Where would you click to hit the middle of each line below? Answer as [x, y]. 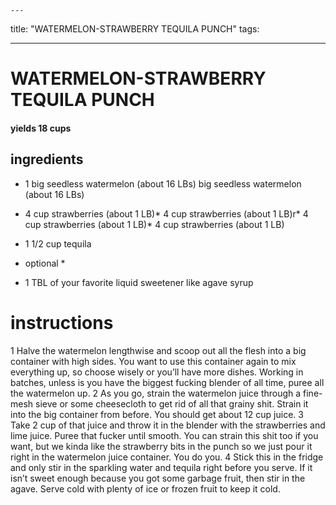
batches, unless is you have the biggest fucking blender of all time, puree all [167, 382]
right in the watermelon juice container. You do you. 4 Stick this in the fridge [167, 457]
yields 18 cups [41, 128]
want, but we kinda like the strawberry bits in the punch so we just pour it [161, 446]
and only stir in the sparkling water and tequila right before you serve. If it [161, 467]
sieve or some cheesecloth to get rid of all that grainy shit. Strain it [172, 403]
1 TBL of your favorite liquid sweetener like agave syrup [139, 282]
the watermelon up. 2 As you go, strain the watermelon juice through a [156, 393]
